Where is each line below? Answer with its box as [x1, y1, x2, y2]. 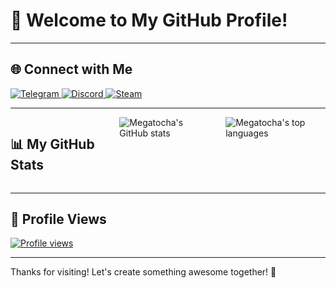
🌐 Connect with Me [10, 61, 133, 78]
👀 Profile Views [10, 210, 107, 228]
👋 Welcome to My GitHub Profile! [10, 9, 288, 32]
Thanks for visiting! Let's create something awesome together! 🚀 [10, 266, 277, 278]
